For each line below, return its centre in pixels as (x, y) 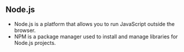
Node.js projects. (35, 43)
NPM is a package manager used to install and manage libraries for (96, 36)
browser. (25, 30)
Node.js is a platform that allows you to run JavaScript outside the (94, 24)
